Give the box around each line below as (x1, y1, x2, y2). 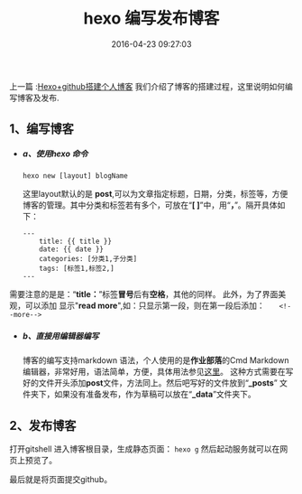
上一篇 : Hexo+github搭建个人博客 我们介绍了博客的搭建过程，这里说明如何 (9, 80, 286, 91)
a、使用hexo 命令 (22, 148, 88, 159)
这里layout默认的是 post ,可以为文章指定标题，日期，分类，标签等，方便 (22, 189, 288, 200)
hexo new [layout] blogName (22, 172, 128, 181)
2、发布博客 (9, 417, 77, 433)
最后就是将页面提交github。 (9, 474, 113, 485)
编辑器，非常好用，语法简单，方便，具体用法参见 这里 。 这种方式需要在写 (22, 367, 294, 377)
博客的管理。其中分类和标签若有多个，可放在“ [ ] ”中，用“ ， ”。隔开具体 (22, 200, 278, 210)
